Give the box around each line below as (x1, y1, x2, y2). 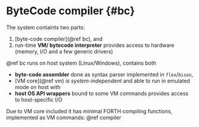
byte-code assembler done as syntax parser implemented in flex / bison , (14, 71, 194, 78)
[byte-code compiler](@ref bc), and (14, 35, 103, 42)
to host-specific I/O (14, 96, 62, 103)
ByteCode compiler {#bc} (6, 4, 135, 18)
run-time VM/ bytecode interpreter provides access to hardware (14, 42, 175, 49)
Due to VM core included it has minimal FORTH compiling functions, (6, 107, 173, 115)
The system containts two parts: (6, 24, 85, 31)
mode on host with (14, 83, 61, 90)
